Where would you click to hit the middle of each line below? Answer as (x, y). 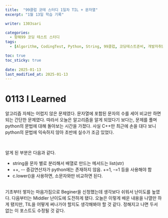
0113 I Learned (36, 99)
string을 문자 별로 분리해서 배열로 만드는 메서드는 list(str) (68, 163)
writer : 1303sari (23, 24)
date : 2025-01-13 (23, 70)
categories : (17, 33)
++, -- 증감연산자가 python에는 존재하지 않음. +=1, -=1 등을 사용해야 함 (82, 170)
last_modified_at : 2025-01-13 (37, 74)
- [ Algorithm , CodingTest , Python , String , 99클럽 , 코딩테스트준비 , (78, 47)
